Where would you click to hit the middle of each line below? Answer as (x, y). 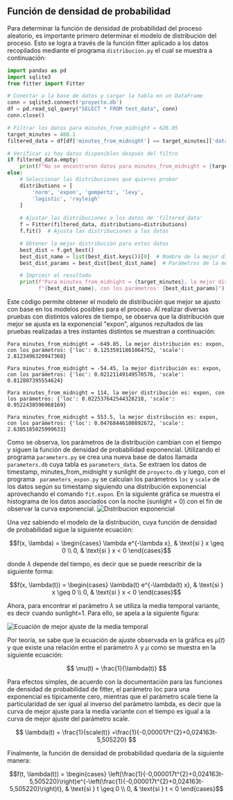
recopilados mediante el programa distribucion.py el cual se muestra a (110, 50)
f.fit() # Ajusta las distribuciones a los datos (94, 231)
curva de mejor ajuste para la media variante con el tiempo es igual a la (109, 712)
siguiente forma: (31, 571)
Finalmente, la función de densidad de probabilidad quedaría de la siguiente (115, 753)
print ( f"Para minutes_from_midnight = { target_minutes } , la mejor (118, 282)
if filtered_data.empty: (43, 160)
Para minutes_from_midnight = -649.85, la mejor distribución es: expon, (116, 344)
